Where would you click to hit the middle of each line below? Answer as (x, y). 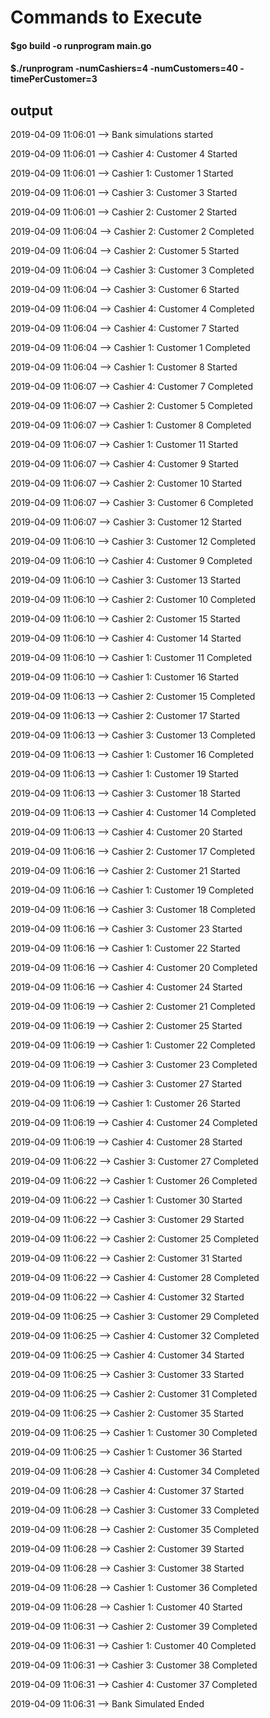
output (31, 110)
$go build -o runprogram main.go (81, 45)
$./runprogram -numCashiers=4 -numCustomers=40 (124, 68)
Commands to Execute (106, 17)
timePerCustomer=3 (54, 79)
